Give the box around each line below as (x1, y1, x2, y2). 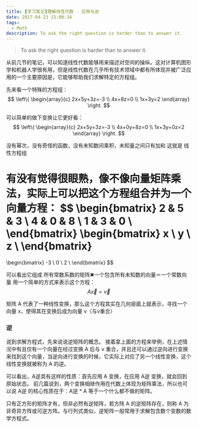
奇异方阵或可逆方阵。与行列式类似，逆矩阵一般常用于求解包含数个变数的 (11, 408, 186, 415)
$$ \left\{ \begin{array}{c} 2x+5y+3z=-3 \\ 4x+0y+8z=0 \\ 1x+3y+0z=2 (12, 124, 185, 131)
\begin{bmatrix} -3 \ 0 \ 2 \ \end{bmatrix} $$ (6, 259, 114, 266)
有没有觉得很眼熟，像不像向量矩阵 (6, 172, 172, 186)
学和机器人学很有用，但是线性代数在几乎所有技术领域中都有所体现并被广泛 (6, 66, 186, 74)
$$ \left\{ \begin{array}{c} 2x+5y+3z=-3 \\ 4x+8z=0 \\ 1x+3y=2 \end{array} (8, 95, 190, 103)
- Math (11, 25, 28, 31)
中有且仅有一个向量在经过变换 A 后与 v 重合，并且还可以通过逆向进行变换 (11, 346, 189, 353)
